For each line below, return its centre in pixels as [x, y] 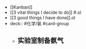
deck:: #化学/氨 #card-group [39, 24]
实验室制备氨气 [40, 41]
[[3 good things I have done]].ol [42, 18]
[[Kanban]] [21, 7]
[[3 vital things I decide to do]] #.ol [45, 12]
